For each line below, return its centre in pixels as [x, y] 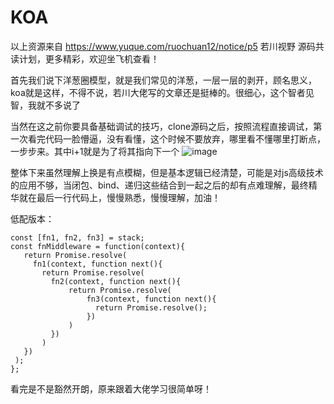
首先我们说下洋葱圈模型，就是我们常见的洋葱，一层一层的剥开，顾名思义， [163, 80]
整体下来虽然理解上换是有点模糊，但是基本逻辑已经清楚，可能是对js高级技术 [167, 172]
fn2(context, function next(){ [116, 281]
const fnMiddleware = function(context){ [98, 246]
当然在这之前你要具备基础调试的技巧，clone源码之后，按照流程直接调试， [162, 126]
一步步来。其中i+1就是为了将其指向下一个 [95, 151]
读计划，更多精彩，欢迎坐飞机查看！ [85, 58]
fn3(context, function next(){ [151, 299]
